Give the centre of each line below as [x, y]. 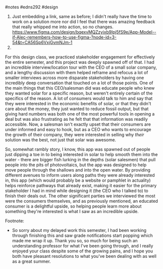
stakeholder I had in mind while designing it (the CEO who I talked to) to [77, 191]
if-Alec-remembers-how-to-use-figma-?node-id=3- [64, 37]
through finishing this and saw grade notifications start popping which [82, 235]
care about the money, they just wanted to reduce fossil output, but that [77, 109]
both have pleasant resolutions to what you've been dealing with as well [84, 256]
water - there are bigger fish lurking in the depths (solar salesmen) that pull [80, 160]
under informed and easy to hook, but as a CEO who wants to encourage [78, 129]
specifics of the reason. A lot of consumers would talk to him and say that [79, 98]
